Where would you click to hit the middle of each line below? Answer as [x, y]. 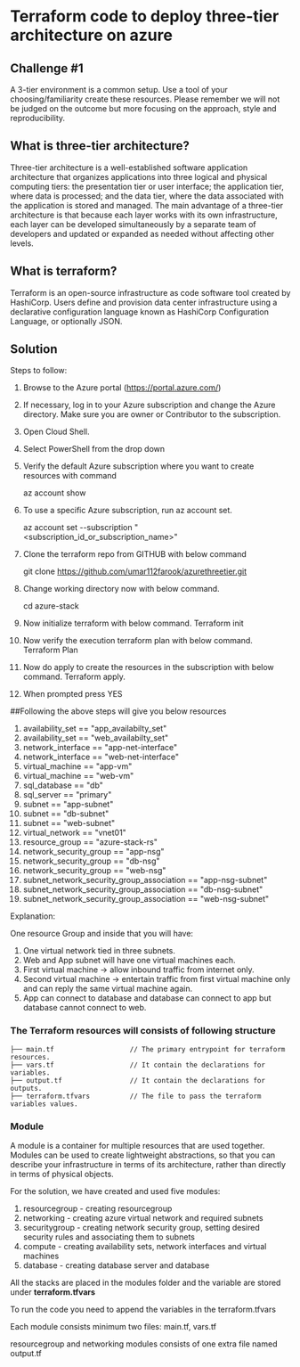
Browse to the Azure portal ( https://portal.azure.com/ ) [122, 388]
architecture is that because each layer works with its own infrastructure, [144, 215]
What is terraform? [64, 271]
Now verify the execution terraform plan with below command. [138, 641]
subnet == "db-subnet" [66, 814]
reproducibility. [38, 118]
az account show [54, 493]
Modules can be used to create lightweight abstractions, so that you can [143, 1155]
